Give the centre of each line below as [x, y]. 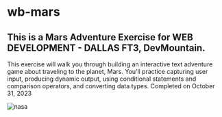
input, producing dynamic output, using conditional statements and [102, 79]
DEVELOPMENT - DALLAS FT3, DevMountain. [106, 48]
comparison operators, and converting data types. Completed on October [111, 86]
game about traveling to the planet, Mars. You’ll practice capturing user [108, 71]
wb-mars [34, 12]
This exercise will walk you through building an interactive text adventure [110, 64]
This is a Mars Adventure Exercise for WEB [100, 37]
